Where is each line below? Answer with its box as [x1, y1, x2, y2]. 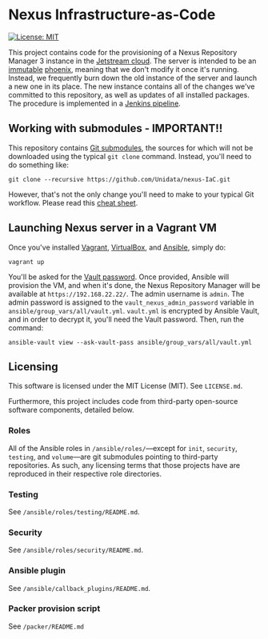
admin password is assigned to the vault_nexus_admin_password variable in [8, 298, 254, 307]
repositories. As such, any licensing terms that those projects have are [8, 460, 241, 469]
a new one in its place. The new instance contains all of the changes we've [8, 82, 255, 91]
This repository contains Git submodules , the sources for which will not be [8, 142, 254, 153]
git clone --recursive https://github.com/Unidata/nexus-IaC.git [8, 175, 230, 183]
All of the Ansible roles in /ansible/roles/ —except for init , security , [8, 443, 238, 453]
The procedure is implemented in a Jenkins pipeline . [8, 98, 182, 108]
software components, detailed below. [8, 405, 134, 415]
